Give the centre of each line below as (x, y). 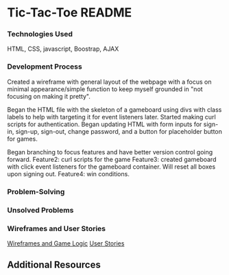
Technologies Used (40, 34)
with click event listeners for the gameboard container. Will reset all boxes (111, 167)
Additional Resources (54, 265)
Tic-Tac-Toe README (70, 13)
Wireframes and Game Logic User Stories (66, 243)
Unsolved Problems (40, 210)
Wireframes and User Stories (57, 228)
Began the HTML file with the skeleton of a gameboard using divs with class (114, 109)
